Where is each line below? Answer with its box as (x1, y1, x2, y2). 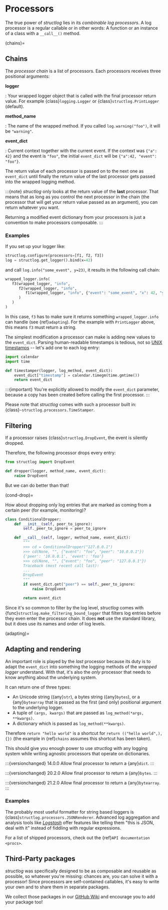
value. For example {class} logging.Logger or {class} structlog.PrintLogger (5, 98, 159, 104)
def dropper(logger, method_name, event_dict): (5, 468, 106, 473)
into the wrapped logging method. (5, 179, 75, 185)
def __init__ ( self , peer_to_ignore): (14, 522, 93, 527)
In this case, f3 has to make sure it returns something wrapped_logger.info (5, 313, 159, 319)
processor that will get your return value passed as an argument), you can (5, 199, 158, 205)
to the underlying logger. (12, 704, 63, 710)
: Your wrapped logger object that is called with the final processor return (5, 92, 156, 98)
